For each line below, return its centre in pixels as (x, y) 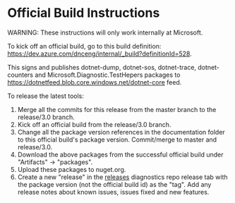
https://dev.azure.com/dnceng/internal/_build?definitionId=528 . (100, 54)
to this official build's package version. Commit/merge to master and (117, 140)
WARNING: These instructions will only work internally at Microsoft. (105, 32)
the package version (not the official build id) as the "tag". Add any (114, 184)
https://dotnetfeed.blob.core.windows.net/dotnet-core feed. (95, 82)
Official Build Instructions (84, 13)
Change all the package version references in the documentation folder (121, 132)
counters (20, 75)
